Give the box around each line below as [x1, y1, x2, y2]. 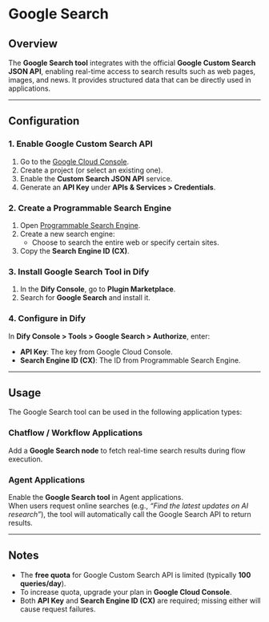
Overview [8, 37, 58, 51]
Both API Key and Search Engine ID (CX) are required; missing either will [19, 596, 261, 605]
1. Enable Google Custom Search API [8, 138, 154, 149]
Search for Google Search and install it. [19, 293, 151, 303]
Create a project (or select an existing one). [19, 165, 163, 175]
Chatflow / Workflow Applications [8, 427, 143, 438]
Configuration [8, 114, 80, 128]
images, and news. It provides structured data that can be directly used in [8, 75, 251, 84]
